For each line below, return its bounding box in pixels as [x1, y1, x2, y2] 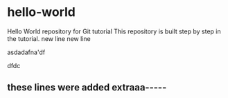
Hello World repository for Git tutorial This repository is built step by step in [7, 27, 222, 35]
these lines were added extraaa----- [7, 81, 167, 94]
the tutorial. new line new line [7, 34, 91, 42]
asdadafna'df [7, 48, 46, 56]
